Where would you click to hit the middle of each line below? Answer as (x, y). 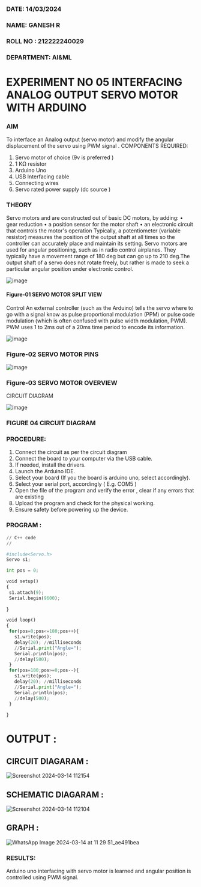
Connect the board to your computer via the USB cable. (84, 459)
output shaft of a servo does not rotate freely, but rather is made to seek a (98, 262)
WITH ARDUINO (46, 107)
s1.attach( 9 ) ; (26, 592)
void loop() (21, 620)
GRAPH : (22, 828)
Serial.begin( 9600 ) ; (34, 598)
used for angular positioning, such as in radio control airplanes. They (91, 250)
